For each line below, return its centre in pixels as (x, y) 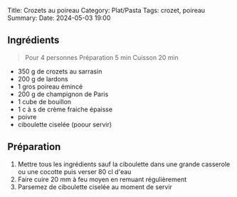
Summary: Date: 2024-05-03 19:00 (59, 18)
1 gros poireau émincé (50, 86)
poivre (27, 116)
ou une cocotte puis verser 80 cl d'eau (74, 171)
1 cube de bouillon (44, 101)
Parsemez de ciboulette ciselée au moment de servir (95, 187)
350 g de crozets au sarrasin (60, 71)
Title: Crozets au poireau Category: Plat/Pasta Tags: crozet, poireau (106, 10)
